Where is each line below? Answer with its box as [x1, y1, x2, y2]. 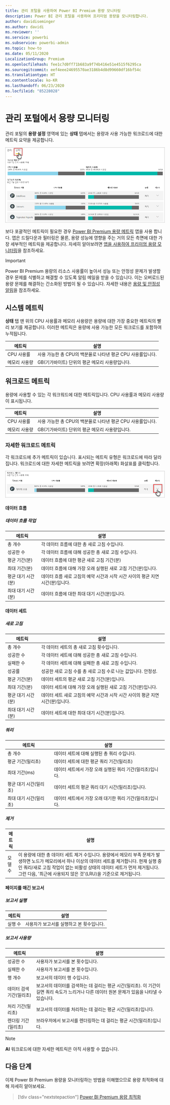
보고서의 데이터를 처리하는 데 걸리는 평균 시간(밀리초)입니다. [36, 1006, 154, 1013]
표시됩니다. [10, 398, 33, 404]
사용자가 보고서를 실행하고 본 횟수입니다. [25, 921, 105, 927]
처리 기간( [7, 1003, 27, 1009]
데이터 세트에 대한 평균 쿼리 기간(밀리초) [54, 759, 133, 765]
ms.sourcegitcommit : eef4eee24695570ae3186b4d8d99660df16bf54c [5, 67, 142, 72]
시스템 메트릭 [5, 303, 44, 312]
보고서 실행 [5, 897, 27, 903]
